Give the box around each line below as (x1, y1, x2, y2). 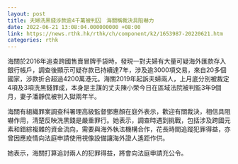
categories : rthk (7, 37, 59, 44)
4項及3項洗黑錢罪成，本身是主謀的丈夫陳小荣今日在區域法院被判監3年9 (7, 83, 216, 92)
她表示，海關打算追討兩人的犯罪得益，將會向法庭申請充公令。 (7, 149, 188, 158)
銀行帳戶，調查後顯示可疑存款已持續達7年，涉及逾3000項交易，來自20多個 (7, 66, 227, 74)
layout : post (7, 10, 46, 18)
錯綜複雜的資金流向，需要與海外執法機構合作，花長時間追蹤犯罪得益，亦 (19, 125, 231, 134)
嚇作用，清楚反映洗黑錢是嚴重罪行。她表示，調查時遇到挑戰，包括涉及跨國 (7, 116, 225, 124)
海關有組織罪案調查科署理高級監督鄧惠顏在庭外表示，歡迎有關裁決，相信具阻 (7, 107, 231, 116)
